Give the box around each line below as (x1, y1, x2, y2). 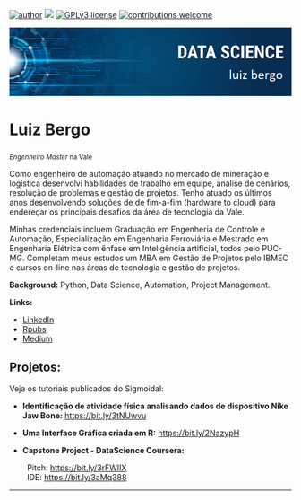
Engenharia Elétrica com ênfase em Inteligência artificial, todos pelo (9, 243, 261, 254)
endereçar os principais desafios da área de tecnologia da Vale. (9, 206, 245, 217)
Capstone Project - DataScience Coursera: (21, 445, 185, 456)
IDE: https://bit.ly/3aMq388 (26, 472, 127, 483)
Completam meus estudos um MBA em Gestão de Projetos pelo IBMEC (26, 252, 289, 264)
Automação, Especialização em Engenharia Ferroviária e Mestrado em (9, 233, 269, 244)
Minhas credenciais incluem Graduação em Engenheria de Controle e (9, 224, 266, 235)
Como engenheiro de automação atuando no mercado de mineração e (9, 169, 270, 180)
